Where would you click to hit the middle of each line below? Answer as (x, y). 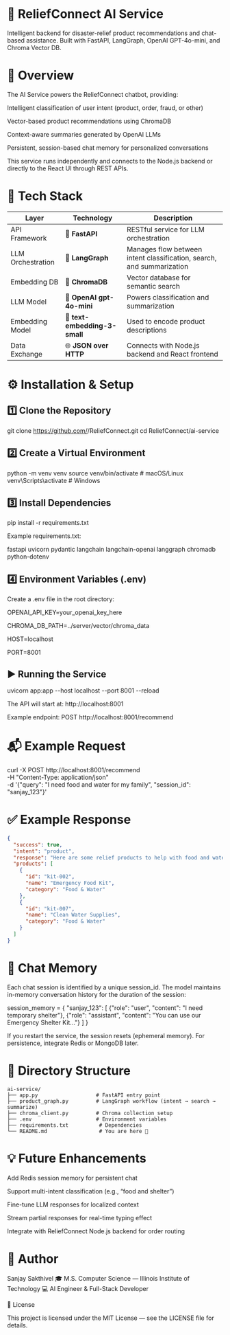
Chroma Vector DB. (34, 47)
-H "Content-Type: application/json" (58, 777)
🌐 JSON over (87, 345)
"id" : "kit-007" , (50, 909)
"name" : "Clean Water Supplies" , (73, 915)
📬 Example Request (66, 747)
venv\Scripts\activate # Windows (54, 480)
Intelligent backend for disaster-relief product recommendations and (104, 33)
